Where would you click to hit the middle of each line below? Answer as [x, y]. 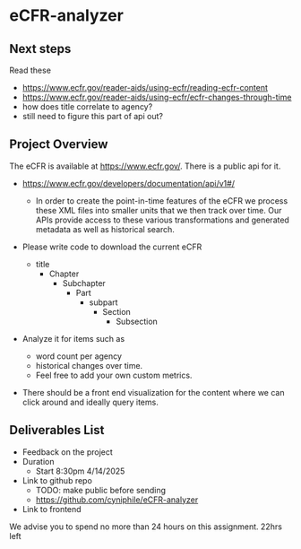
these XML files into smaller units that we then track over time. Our [159, 210]
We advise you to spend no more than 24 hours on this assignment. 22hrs [146, 527]
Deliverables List [57, 430]
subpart [103, 302]
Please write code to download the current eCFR [112, 247]
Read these [30, 70]
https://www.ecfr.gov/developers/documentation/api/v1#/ [129, 183]
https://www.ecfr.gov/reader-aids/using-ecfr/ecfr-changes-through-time [157, 97]
